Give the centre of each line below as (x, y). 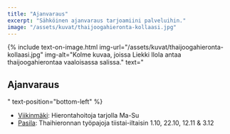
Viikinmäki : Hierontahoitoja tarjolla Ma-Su (78, 116)
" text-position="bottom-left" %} (55, 102)
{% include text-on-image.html (53, 48)
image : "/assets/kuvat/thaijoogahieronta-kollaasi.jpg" (92, 27)
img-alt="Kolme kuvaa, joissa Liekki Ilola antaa (113, 55)
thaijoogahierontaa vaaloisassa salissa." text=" (75, 62)
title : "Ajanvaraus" (38, 14)
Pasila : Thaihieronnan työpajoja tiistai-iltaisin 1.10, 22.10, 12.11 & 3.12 (116, 123)
